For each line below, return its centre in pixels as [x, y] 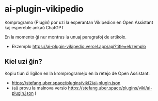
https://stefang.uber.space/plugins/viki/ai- [110, 88]
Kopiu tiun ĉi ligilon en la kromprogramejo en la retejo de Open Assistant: [77, 73]
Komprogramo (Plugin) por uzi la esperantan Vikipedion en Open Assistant [79, 22]
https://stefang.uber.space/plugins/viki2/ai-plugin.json [66, 83]
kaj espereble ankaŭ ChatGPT [34, 27]
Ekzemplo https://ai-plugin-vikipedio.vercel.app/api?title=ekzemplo [79, 46]
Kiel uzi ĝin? [23, 62]
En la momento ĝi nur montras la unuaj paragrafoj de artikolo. [66, 37]
